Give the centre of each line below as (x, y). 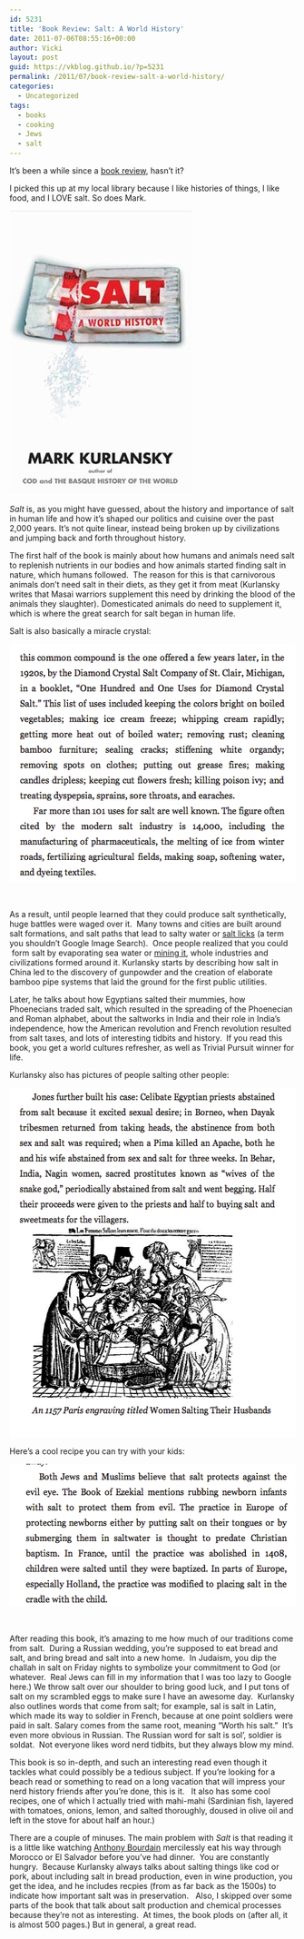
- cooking (36, 124)
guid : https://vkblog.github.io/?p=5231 (87, 67)
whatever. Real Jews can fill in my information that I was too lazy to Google (151, 1677)
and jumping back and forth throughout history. (98, 538)
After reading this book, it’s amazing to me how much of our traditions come (152, 1638)
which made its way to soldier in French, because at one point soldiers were (151, 1716)
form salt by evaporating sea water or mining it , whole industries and (140, 953)
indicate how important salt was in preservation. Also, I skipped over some (151, 1895)
